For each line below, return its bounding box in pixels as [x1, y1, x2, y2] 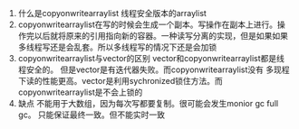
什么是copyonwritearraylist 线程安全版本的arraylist [17, 8, 207, 18]
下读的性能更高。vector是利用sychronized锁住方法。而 [17, 76, 224, 86]
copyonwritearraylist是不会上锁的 [17, 87, 143, 97]
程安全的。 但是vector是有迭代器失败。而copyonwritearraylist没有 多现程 [17, 64, 290, 75]
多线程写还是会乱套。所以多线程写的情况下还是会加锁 [17, 41, 217, 52]
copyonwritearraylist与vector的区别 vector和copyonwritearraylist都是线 [17, 53, 285, 63]
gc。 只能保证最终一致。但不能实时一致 [17, 109, 166, 120]
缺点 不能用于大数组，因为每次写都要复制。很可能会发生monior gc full [17, 98, 279, 108]
